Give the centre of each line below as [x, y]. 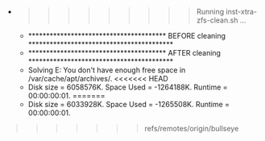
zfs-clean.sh [217, 20]
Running [210, 12]
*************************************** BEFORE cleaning [127, 36]
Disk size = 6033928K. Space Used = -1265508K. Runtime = [129, 104]
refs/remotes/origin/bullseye [192, 129]
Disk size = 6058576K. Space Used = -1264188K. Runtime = [128, 87]
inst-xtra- [241, 12]
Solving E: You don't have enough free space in [107, 70]
